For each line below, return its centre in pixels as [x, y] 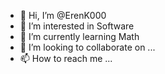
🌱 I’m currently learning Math [79, 36]
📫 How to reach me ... [66, 58]
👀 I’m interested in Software [77, 26]
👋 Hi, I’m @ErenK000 [63, 15]
